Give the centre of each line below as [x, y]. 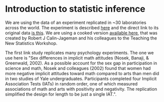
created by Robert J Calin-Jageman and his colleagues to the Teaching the [81, 38]
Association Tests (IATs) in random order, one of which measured [71, 83]
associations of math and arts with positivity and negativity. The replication [81, 89]
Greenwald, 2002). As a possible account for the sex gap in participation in [81, 63]
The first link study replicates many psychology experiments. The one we [80, 53]
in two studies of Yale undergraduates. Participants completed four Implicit [81, 79]
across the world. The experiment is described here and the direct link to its [82, 27]
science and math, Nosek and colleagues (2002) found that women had [78, 68]
